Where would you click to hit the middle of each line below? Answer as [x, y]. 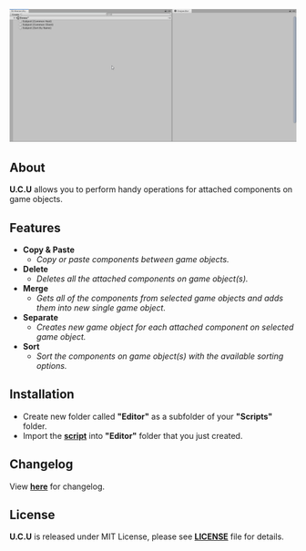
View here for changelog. [57, 486]
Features [35, 228]
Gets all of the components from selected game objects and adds [160, 298]
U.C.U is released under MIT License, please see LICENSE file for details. [147, 536]
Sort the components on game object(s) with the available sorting [160, 356]
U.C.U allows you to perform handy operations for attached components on [151, 189]
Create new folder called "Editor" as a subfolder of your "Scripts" [148, 416]
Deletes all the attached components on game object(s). [142, 279]
